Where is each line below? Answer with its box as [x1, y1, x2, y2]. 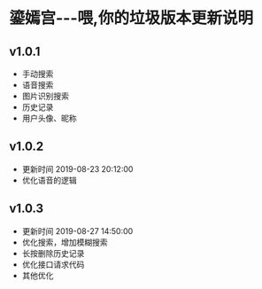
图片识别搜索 [21, 90, 69, 101]
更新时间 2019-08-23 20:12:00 [21, 163, 134, 174]
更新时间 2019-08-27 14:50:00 [21, 225, 134, 236]
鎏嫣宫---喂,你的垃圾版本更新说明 [9, 8, 254, 28]
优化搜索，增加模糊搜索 [21, 237, 108, 247]
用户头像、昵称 [21, 113, 77, 123]
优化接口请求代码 [21, 259, 85, 269]
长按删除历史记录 [21, 247, 85, 258]
